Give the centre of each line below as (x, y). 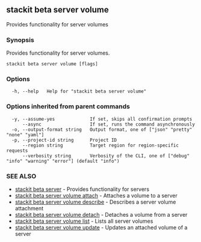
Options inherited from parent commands (68, 106)
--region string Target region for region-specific (100, 145)
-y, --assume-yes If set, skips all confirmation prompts (102, 119)
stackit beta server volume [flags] (52, 64)
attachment (29, 208)
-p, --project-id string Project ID (64, 140)
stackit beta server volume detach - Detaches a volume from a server (101, 215)
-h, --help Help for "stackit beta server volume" (79, 92)
